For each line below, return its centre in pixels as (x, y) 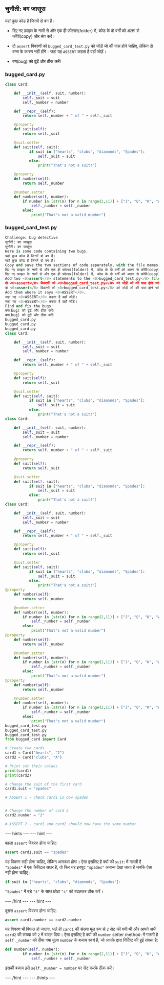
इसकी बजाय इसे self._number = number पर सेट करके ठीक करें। (60, 968)
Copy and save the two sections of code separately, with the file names (82, 265)
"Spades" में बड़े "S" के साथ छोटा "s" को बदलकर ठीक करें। (54, 891)
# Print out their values (31, 766)
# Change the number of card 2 (37, 811)
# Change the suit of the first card (43, 784)
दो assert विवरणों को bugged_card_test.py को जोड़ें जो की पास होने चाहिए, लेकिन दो (82, 46)
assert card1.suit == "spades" (37, 852)
